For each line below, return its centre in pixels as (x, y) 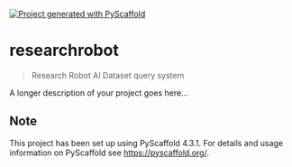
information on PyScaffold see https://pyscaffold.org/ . (109, 153)
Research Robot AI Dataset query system (108, 75)
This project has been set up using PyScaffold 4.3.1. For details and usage (146, 143)
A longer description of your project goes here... (99, 93)
